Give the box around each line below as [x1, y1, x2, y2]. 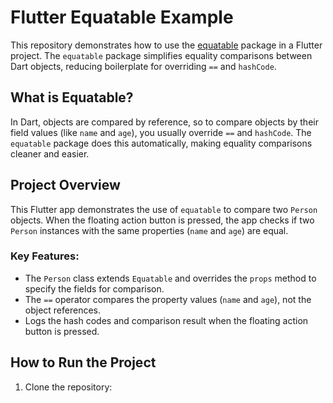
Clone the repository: [24, 381, 113, 393]
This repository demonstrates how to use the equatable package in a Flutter [10, 39, 323, 51]
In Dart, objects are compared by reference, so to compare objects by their [10, 116, 319, 128]
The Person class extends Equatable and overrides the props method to [24, 272, 317, 284]
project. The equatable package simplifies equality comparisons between [10, 49, 313, 61]
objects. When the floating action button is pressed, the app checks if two [10, 214, 315, 226]
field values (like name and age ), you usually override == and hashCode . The [10, 126, 312, 138]
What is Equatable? [10, 89, 134, 106]
